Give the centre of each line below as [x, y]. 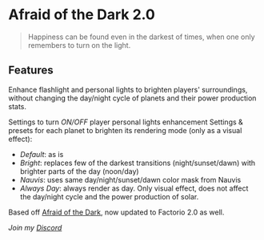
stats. [17, 106]
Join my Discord [35, 227]
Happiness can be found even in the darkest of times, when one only [141, 37]
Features [31, 71]
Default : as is [42, 154]
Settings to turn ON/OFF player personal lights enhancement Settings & [126, 122]
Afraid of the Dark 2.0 [82, 15]
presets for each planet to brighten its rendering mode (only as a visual [125, 130]
